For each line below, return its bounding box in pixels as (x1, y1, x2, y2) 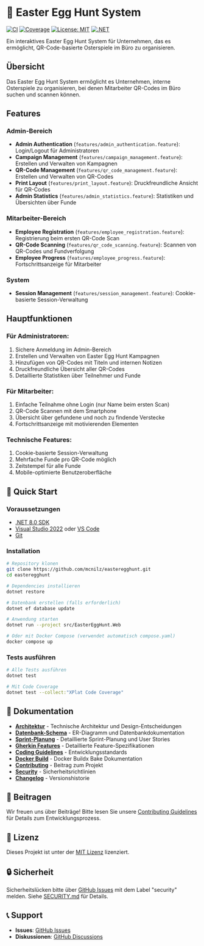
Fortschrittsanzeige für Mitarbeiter (15, 260, 102, 268)
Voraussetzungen (6, 504, 61, 513)
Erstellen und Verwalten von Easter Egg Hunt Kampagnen (15, 352, 160, 359)
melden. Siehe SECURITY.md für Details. (6, 892, 108, 900)
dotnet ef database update (6, 605, 75, 612)
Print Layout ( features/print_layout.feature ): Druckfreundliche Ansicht (15, 179, 199, 187)
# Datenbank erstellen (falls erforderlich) (6, 600, 121, 606)
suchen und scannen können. (6, 91, 81, 98)
